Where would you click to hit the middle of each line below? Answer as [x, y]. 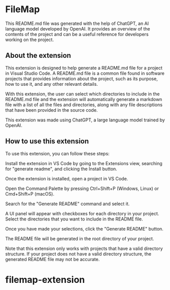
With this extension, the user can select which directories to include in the [82, 94]
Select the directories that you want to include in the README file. [74, 219]
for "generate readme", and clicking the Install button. [61, 169]
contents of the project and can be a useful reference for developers [77, 34]
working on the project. [30, 40]
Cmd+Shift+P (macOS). [30, 194]
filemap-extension [45, 280]
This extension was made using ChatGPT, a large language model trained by [85, 120]
